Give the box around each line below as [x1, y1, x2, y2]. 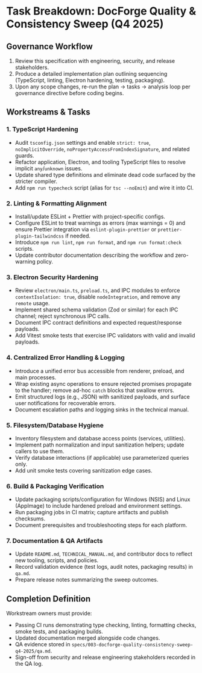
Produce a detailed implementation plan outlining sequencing [14, 70, 168, 77]
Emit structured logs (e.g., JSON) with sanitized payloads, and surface [14, 393, 190, 400]
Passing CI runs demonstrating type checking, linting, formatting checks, [14, 622, 197, 629]
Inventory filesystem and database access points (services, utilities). [14, 434, 186, 442]
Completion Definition [6, 594, 91, 604]
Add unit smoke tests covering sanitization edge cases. [14, 466, 153, 474]
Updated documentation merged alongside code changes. [14, 634, 160, 642]
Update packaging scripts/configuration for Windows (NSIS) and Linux [14, 496, 191, 503]
